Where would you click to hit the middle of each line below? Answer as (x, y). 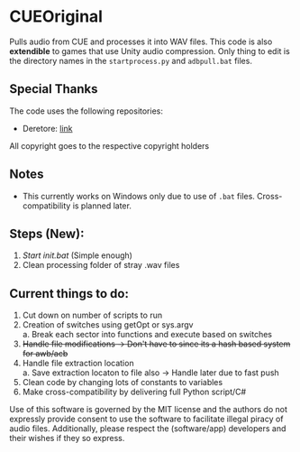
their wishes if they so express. (67, 438)
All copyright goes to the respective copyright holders (109, 145)
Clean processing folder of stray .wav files (101, 265)
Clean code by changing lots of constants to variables (123, 383)
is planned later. (102, 206)
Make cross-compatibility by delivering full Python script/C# (134, 392)
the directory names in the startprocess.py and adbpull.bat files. (131, 60)
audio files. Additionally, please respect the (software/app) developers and (148, 429)
